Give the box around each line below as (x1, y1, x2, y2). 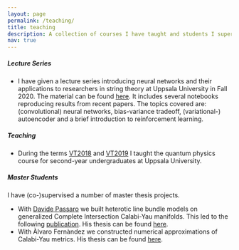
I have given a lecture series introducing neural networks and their (17, 77, 212, 85)
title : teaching (7, 24, 55, 31)
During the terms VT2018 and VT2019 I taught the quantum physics (17, 149, 216, 157)
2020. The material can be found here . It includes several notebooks (17, 92, 219, 100)
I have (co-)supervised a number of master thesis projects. (7, 191, 180, 199)
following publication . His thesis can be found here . (17, 220, 169, 229)
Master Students (7, 172, 58, 182)
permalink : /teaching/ (7, 17, 75, 24)
